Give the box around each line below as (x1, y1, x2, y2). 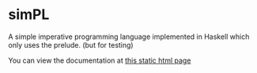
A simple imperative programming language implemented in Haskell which (8, 32, 250, 41)
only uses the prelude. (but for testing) (8, 40, 134, 49)
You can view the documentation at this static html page (8, 56, 191, 65)
